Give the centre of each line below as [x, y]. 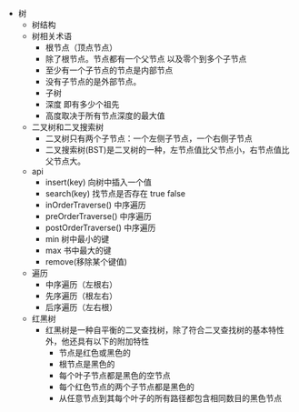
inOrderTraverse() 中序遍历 [95, 205]
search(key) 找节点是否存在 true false [115, 193]
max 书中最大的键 [78, 250]
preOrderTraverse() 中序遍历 [99, 216]
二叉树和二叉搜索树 [68, 127]
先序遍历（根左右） [81, 296]
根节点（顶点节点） [81, 47]
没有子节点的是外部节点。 [93, 81]
